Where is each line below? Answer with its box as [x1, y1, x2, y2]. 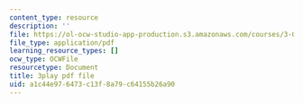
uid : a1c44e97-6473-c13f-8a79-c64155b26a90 [9, 80, 176, 89]
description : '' [9, 21, 70, 30]
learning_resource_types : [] [9, 47, 119, 56]
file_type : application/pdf [9, 38, 115, 47]
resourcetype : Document [9, 64, 99, 73]
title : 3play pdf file [9, 72, 95, 81]
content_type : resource [9, 13, 99, 22]
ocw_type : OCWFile [9, 55, 78, 64]
